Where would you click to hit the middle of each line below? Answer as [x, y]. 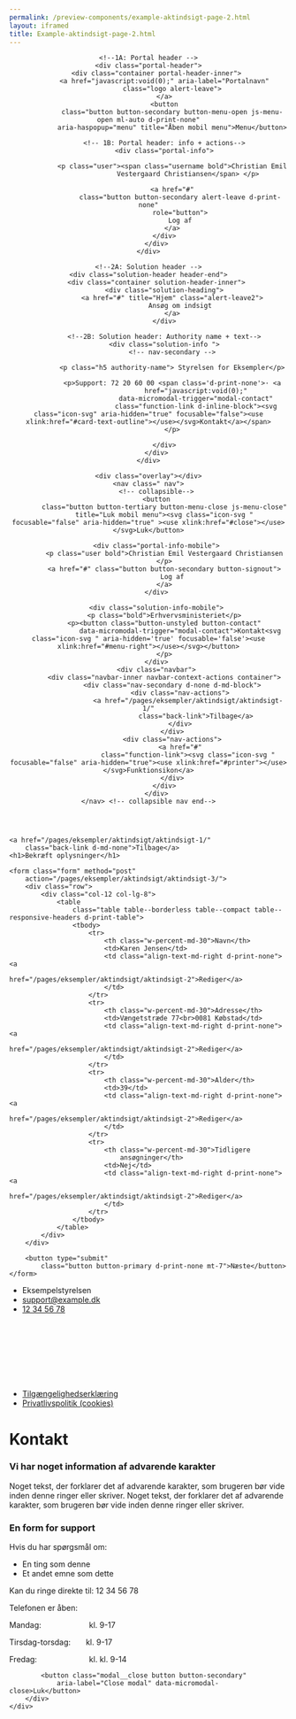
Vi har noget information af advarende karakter [113, 1467]
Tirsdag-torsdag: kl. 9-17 [61, 1642]
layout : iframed [39, 26]
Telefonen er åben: [43, 1608]
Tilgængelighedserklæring [70, 1394]
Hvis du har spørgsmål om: [58, 1547]
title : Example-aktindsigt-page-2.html [83, 34]
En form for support [52, 1528]
